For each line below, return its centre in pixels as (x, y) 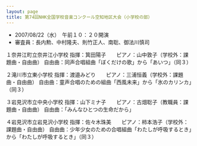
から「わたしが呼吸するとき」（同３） (51, 137)
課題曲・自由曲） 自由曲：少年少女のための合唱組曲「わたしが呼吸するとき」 (99, 129)
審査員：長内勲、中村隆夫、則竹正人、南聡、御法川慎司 (82, 42)
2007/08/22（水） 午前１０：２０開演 (62, 35)
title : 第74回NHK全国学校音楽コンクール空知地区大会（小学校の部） (79, 17)
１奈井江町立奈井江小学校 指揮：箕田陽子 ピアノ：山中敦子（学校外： (95, 54)
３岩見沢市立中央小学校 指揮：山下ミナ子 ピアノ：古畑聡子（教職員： (95, 102)
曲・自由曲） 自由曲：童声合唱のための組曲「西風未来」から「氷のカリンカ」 (99, 82)
